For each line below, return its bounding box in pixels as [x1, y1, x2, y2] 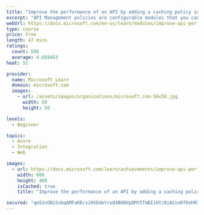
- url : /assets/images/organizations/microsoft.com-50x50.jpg [17, 94, 178, 100]
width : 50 [22, 99, 47, 105]
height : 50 [22, 105, 50, 111]
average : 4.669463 [12, 54, 59, 60]
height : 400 [17, 177, 47, 183]
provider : [6, 71, 32, 77]
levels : [6, 116, 26, 122]
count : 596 [12, 49, 39, 55]
